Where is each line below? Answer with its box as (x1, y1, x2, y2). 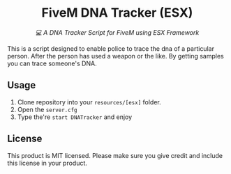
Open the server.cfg (17, 105, 77, 113)
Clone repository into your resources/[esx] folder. (17, 97, 162, 106)
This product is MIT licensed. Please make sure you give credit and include (7, 151, 223, 159)
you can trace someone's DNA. (7, 59, 97, 68)
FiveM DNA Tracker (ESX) (41, 5, 193, 21)
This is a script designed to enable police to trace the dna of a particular (7, 44, 215, 53)
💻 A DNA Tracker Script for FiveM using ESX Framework (35, 28, 200, 36)
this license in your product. (7, 159, 87, 167)
